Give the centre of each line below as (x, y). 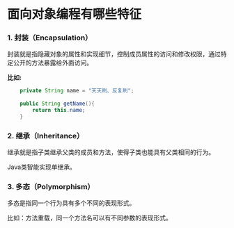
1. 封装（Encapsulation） (50, 38)
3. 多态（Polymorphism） (51, 187)
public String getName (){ (57, 104)
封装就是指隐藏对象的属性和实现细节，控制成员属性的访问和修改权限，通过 (114, 54)
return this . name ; (59, 111)
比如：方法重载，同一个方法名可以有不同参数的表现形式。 (89, 218)
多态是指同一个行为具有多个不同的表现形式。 (71, 203)
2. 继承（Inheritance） (46, 136)
